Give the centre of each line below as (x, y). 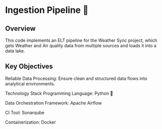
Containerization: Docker (30, 122)
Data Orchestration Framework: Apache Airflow (54, 103)
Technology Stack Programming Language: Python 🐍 (59, 93)
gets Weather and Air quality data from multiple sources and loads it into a (81, 46)
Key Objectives (29, 66)
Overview (21, 29)
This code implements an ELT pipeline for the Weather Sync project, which (81, 40)
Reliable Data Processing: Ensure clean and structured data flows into (76, 78)
